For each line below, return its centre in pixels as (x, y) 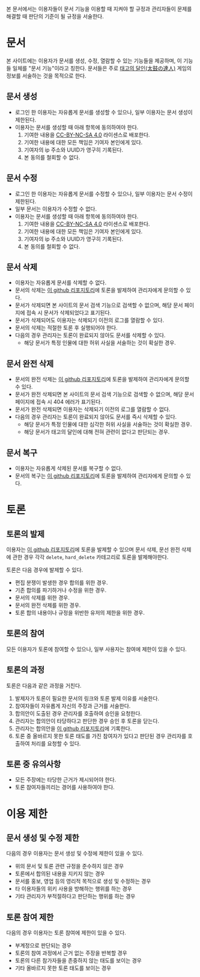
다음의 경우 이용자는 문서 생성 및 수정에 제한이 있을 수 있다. (75, 854)
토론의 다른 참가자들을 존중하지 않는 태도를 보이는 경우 (78, 961)
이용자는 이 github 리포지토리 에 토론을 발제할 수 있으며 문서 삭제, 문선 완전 (93, 550)
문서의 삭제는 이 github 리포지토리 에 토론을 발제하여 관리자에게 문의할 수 (100, 290)
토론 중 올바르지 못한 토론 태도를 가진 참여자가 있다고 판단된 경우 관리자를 (101, 736)
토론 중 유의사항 (34, 764)
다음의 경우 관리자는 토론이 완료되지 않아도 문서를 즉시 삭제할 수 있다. (96, 417)
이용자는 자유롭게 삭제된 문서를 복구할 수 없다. (69, 468)
